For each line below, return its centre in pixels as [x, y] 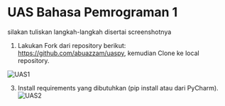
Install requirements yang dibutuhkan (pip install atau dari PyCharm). [118, 88]
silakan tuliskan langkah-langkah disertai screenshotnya [89, 32]
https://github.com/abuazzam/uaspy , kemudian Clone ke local [109, 53]
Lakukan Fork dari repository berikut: [72, 45]
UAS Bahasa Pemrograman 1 [93, 12]
